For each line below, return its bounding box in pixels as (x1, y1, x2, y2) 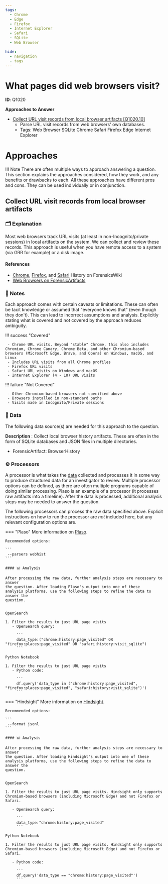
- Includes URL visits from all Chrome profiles (7, 360, 111, 365)
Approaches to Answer (5, 106, 55, 113)
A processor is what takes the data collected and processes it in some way (5, 472, 160, 478)
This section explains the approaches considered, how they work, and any (5, 172, 159, 178)
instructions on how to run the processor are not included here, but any (5, 514, 153, 520)
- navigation (10, 54, 37, 59)
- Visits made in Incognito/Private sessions (7, 400, 104, 405)
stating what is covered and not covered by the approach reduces (5, 317, 141, 323)
